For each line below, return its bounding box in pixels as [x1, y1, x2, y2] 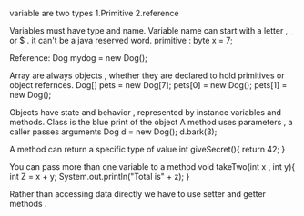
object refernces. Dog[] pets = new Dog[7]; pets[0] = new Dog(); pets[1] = [9, 80, 288, 90]
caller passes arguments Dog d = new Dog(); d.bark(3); [9, 126, 218, 137]
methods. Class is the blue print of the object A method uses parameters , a [9, 117, 293, 127]
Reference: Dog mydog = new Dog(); [9, 53, 147, 63]
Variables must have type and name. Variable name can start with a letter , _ [9, 25, 294, 35]
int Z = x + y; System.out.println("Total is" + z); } [9, 172, 190, 182]
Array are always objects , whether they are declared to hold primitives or [9, 70, 285, 81]
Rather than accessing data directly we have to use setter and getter [9, 189, 267, 199]
